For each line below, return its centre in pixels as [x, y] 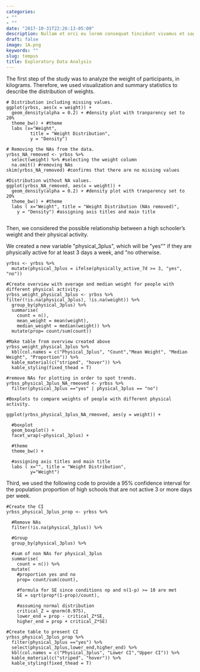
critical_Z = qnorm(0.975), [51, 611]
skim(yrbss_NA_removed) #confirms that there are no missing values [93, 170]
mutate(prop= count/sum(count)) [52, 331]
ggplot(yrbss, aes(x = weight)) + [49, 107]
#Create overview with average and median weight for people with [90, 284]
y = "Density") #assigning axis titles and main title [86, 212]
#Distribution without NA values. [49, 180]
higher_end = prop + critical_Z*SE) [62, 621]
